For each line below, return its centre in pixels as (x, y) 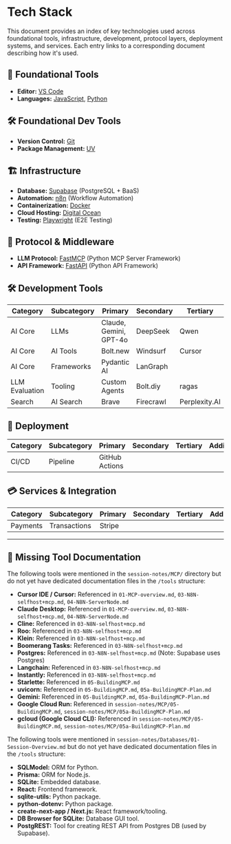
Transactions (70, 525)
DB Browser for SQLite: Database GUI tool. (78, 819)
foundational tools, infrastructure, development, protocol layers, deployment (115, 38)
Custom (114, 382)
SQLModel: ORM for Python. (58, 768)
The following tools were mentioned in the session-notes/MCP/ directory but (114, 574)
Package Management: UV (56, 148)
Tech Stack (40, 12)
